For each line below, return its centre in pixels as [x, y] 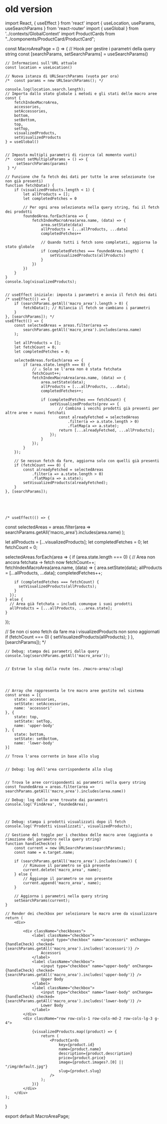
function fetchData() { [30, 185]
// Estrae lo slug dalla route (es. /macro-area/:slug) [64, 669]
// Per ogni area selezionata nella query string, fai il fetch [91, 207]
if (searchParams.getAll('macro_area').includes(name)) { [76, 861]
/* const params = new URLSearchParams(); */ [54, 80]
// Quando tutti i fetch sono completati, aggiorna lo [99, 242]
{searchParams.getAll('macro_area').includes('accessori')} [69, 948]
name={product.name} [80, 1049]
